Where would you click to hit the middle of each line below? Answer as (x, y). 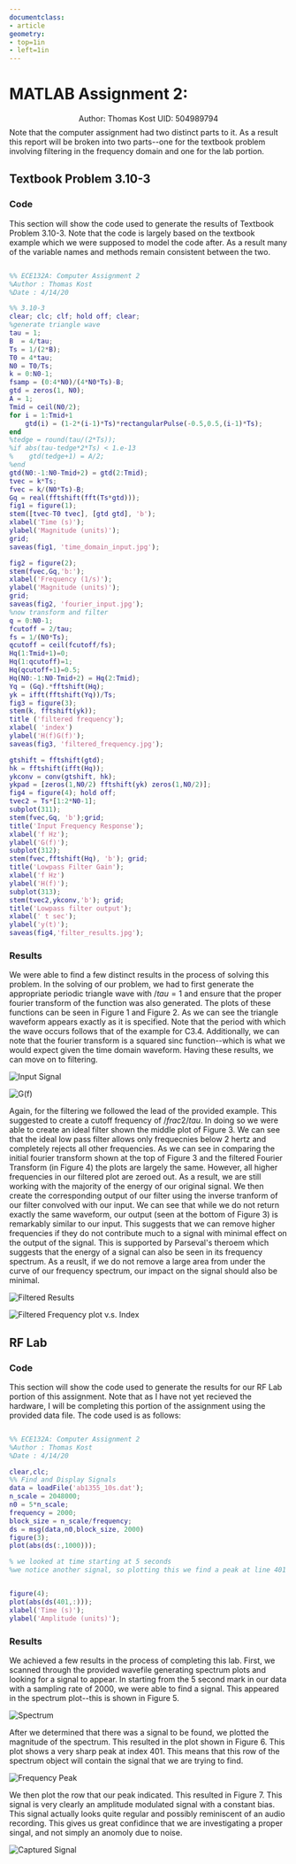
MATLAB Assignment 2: (99, 94)
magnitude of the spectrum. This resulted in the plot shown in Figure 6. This (147, 1742)
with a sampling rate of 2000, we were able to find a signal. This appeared (144, 1689)
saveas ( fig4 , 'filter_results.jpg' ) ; (76, 933)
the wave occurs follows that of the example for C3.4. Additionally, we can (144, 1032)
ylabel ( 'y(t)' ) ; (39, 925)
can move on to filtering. (54, 1060)
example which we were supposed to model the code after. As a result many (148, 242)
